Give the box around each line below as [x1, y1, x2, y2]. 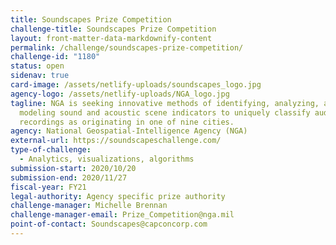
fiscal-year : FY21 [10, 182, 87, 192]
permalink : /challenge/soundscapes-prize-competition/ [10, 42, 244, 53]
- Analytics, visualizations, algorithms [19, 154, 195, 164]
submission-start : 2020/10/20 [10, 163, 137, 173]
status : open [10, 61, 65, 71]
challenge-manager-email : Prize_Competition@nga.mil [10, 210, 235, 220]
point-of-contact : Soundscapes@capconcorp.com [10, 219, 208, 230]
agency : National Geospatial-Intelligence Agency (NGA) [10, 126, 248, 136]
